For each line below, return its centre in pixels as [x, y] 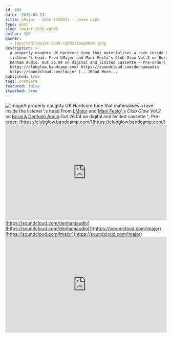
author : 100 [18, 34]
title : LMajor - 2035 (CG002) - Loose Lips [52, 19]
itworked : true [21, 91]
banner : [14, 39]
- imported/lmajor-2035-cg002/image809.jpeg [58, 43]
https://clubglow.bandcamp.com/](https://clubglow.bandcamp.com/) [93, 122]
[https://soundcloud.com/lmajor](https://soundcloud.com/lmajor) [74, 234]
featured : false [23, 86]
